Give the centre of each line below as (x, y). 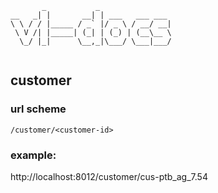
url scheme (38, 109)
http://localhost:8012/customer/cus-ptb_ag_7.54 (109, 176)
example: (33, 155)
